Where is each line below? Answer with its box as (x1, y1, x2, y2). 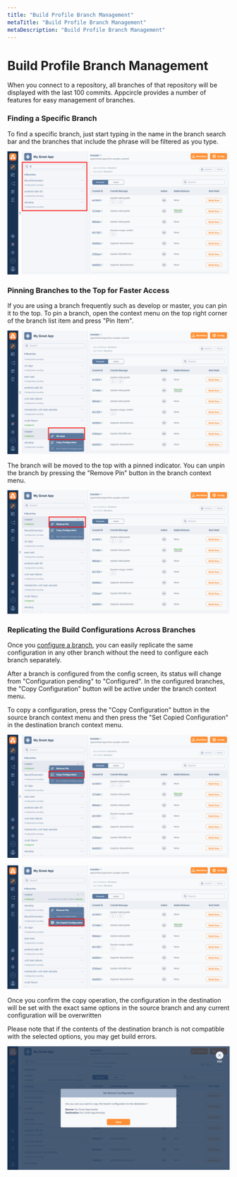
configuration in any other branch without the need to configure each (7, 648, 209, 657)
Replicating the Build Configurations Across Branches (7, 625, 196, 635)
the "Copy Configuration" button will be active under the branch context (7, 684, 217, 693)
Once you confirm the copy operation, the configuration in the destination (7, 996, 221, 1005)
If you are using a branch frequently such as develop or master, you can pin (7, 301, 227, 310)
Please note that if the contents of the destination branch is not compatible (7, 1024, 224, 1034)
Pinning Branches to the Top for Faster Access (7, 286, 170, 296)
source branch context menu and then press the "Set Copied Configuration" (7, 713, 229, 722)
